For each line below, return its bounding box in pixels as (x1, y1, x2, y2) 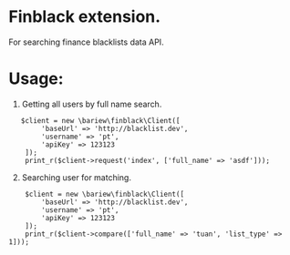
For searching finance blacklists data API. (8, 36, 165, 47)
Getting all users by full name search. (21, 98, 162, 109)
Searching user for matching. (21, 171, 131, 183)
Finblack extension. (8, 6, 161, 27)
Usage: (8, 68, 65, 89)
